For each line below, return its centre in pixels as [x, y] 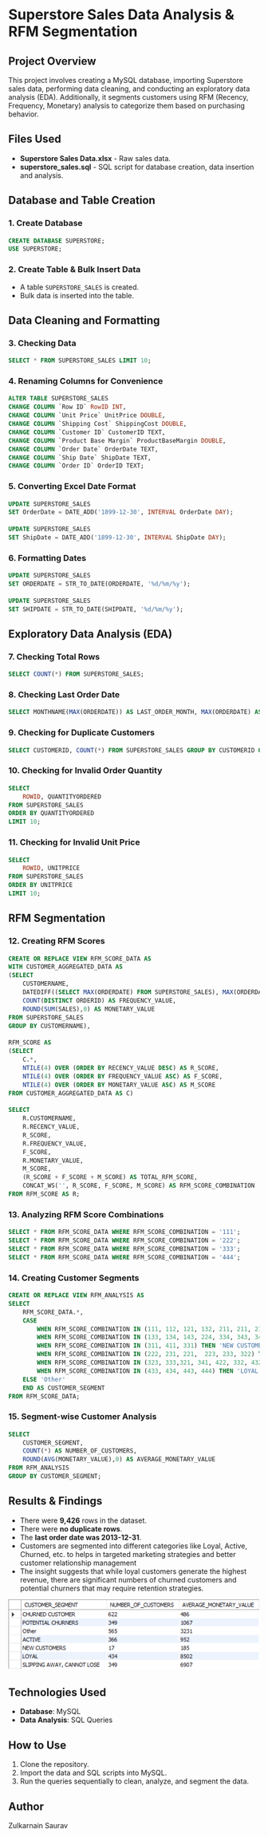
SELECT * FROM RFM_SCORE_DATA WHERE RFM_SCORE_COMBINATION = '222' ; [124, 1241]
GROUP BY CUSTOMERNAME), [49, 1026]
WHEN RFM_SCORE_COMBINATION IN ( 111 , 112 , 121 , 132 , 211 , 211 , [144, 1329]
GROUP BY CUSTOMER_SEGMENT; [55, 1476]
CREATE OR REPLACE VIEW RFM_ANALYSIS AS [77, 1295]
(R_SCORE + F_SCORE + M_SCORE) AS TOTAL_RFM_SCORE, [110, 1177]
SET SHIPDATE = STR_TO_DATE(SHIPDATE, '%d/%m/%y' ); [96, 609]
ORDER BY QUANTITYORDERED [51, 814]
